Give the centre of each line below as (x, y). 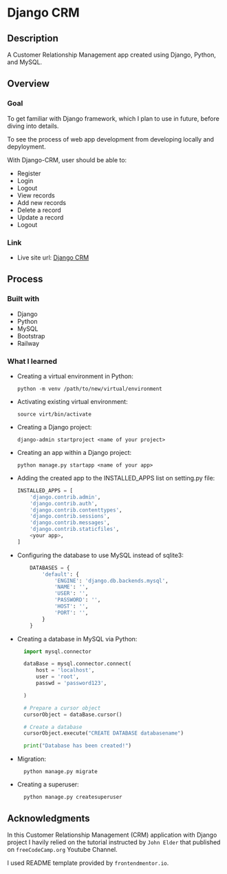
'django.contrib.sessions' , (70, 516)
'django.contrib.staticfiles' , (75, 530)
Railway (28, 343)
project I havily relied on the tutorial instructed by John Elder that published (114, 842)
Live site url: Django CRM (53, 258)
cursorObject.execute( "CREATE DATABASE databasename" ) (104, 733)
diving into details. (33, 126)
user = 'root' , (57, 677)
